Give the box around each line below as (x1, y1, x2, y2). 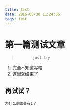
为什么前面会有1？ (5, 101, 37, 106)
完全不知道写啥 (12, 65, 43, 71)
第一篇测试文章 (5, 39, 66, 50)
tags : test (5, 16, 27, 21)
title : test (5, 7, 29, 12)
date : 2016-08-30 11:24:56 (5, 12, 60, 17)
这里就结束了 (12, 71, 38, 77)
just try (32, 55, 50, 60)
